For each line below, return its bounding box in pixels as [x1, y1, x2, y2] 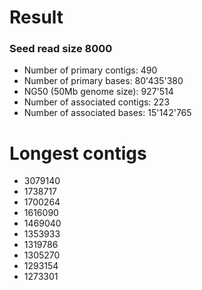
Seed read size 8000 [9, 42, 113, 56]
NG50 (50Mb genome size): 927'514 [23, 86, 174, 98]
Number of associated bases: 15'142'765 [23, 107, 192, 119]
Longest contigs [9, 142, 147, 165]
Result [9, 6, 64, 29]
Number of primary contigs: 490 [23, 64, 158, 76]
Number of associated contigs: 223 [23, 96, 171, 108]
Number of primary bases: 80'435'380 [23, 75, 184, 87]
